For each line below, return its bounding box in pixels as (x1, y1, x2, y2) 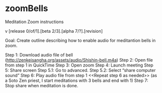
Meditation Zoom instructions (5, 19, 64, 25)
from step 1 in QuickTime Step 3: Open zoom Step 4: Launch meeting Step (5, 62, 154, 68)
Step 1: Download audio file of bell (5, 52, 73, 58)
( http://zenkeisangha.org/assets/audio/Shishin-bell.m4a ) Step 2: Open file (5, 57, 153, 63)
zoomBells (5, 3, 49, 14)
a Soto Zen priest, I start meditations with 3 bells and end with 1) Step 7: (5, 78, 148, 83)
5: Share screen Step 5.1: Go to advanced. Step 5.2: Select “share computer (5, 67, 156, 73)
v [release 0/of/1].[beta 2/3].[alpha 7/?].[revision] (5, 28, 103, 34)
